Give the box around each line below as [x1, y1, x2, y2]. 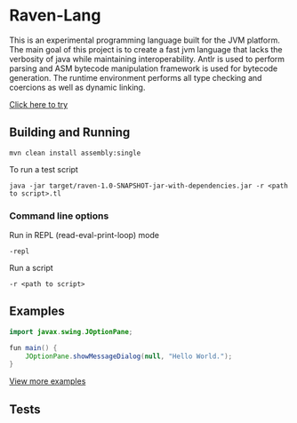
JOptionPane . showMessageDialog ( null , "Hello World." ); [25, 352, 233, 361]
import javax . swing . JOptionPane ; [9, 327, 133, 336]
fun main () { [9, 343, 58, 352]
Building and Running [9, 125, 131, 140]
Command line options [9, 210, 109, 222]
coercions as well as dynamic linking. [9, 82, 146, 92]
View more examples [9, 376, 86, 387]
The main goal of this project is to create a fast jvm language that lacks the [9, 44, 283, 54]
